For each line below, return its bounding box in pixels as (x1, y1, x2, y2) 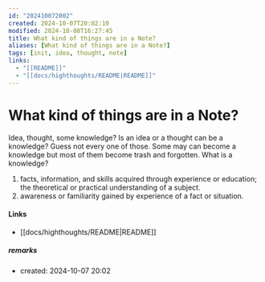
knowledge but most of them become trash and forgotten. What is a (8, 149, 233, 159)
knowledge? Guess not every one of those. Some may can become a (8, 141, 237, 151)
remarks (8, 246, 38, 255)
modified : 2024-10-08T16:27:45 (8, 27, 113, 35)
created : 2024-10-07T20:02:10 (8, 19, 110, 27)
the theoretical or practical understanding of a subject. (19, 182, 201, 192)
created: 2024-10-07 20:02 (19, 266, 111, 276)
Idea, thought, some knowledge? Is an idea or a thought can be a (8, 133, 223, 142)
